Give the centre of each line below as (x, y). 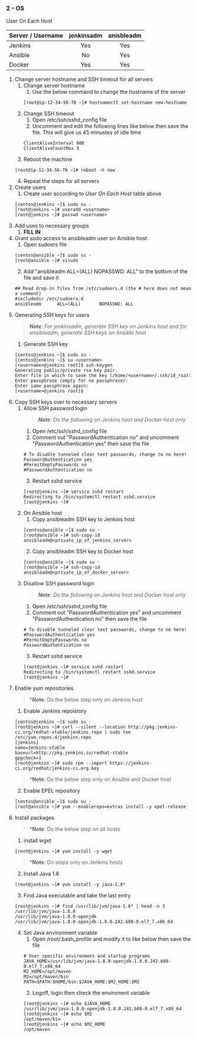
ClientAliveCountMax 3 (51, 149)
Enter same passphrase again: (52, 386)
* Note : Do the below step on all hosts (75, 829)
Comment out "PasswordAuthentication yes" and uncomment (107, 613)
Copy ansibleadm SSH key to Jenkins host (84, 519)
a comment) (28, 294)
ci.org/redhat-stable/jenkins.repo (58, 732)
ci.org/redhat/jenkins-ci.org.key (57, 768)
